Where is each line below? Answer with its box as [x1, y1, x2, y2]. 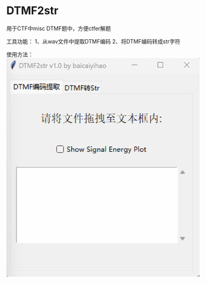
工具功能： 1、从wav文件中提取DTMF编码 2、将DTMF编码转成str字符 [6, 37, 181, 45]
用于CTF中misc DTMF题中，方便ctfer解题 [6, 25, 112, 32]
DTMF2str [6, 4, 59, 18]
